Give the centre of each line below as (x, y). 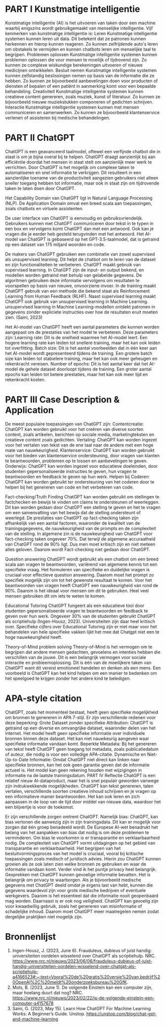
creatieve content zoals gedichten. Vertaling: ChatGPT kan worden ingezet (81, 439)
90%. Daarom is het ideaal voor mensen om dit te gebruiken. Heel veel (77, 591)
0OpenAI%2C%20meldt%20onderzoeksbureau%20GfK (69, 982)
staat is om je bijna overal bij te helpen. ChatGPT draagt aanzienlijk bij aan (80, 157)
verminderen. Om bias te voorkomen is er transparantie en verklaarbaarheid (82, 838)
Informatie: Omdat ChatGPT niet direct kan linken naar (84, 759)
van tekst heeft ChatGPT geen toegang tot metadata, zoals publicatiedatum (82, 749)
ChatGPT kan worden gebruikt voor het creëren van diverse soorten (74, 429)
